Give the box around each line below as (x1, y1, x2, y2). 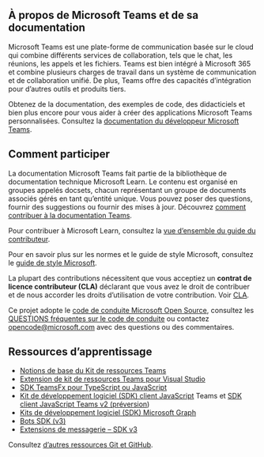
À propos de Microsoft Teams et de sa (8, 9, 199, 22)
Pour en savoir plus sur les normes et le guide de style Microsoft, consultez (8, 249, 254, 259)
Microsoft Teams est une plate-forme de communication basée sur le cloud (8, 42, 255, 51)
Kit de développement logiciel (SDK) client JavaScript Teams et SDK (19, 391, 243, 401)
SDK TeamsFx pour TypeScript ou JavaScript (19, 383, 168, 392)
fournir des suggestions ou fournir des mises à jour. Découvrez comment (8, 202, 247, 211)
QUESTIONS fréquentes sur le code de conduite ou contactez (8, 314, 209, 323)
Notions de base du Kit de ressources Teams (19, 366, 167, 376)
